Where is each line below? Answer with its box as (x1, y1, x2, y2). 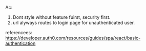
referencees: (5, 30, 32, 35)
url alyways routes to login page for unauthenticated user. (12, 20, 135, 25)
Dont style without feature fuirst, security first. (12, 14, 111, 20)
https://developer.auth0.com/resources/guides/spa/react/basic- (5, 35, 141, 41)
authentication (5, 40, 36, 46)
